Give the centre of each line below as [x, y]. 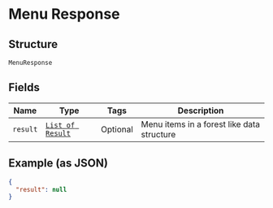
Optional [117, 129]
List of [61, 125]
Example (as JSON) [58, 163]
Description [201, 110]
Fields [24, 87]
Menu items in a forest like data [200, 124]
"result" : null [41, 189]
